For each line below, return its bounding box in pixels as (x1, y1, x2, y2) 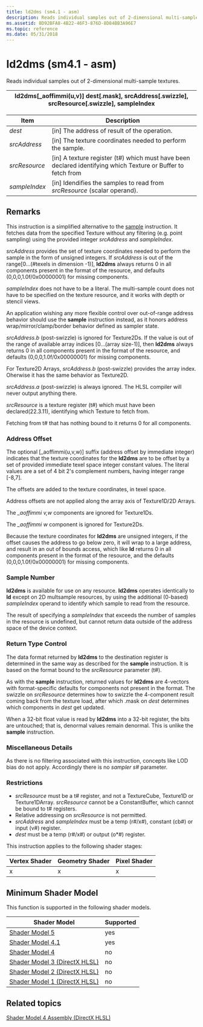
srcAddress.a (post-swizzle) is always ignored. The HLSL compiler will (6, 383, 182, 390)
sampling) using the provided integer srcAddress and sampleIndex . (6, 235, 173, 243)
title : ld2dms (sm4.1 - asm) (6, 8, 80, 15)
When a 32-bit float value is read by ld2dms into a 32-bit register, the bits (6, 715, 190, 723)
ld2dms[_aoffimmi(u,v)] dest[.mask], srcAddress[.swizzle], (14, 92, 188, 100)
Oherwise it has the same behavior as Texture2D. (6, 371, 129, 379)
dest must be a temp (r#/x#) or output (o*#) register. (14, 831, 146, 838)
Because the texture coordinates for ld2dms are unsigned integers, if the (6, 533, 188, 540)
